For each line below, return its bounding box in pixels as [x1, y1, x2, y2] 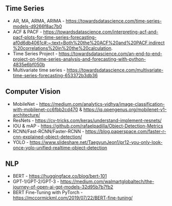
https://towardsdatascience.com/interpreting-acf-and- [43, 28, 159, 35]
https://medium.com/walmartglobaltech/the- [60, 178, 155, 184]
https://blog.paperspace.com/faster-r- [85, 128, 166, 134]
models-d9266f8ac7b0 [12, 23, 62, 29]
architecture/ [12, 111, 40, 118]
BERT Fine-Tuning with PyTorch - [12, 190, 83, 196]
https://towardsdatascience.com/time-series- [66, 17, 162, 24]
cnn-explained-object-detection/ [12, 134, 82, 140]
